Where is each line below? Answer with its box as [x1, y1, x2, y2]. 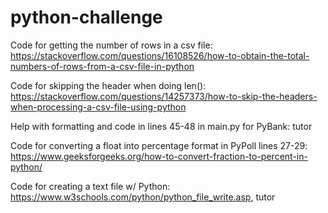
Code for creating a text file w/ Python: [10, 180, 171, 192]
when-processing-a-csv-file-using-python [10, 101, 187, 113]
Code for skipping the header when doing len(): [10, 79, 207, 91]
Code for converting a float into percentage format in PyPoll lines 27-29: [10, 139, 308, 151]
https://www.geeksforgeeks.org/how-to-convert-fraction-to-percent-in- [10, 150, 308, 162]
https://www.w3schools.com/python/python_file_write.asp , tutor [10, 191, 276, 203]
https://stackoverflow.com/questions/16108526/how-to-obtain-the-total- [10, 49, 310, 61]
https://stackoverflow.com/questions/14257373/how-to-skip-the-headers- [10, 90, 318, 102]
